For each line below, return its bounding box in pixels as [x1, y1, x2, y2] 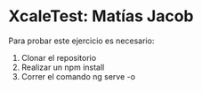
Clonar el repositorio [20, 52, 97, 63]
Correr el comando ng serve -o [20, 71, 135, 81]
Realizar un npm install [20, 62, 105, 72]
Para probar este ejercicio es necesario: [8, 35, 155, 46]
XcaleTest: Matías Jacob [8, 6, 194, 27]
